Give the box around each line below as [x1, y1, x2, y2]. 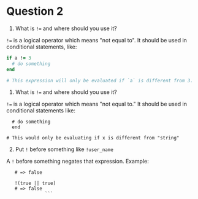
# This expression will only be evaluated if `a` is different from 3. [6, 77, 193, 84]
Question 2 [6, 4, 64, 18]
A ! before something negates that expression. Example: [6, 158, 149, 165]
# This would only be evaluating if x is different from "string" [6, 135, 180, 141]
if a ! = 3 [6, 55, 32, 61]
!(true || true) [14, 180, 56, 187]
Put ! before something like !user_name [15, 146, 113, 153]
